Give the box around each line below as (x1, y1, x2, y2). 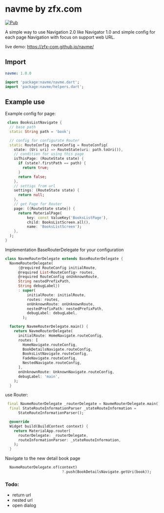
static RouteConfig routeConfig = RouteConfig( (9, 143, 108, 148)
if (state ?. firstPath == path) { (18, 161, 86, 166)
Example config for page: (5, 111, 56, 117)
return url (12, 492, 31, 498)
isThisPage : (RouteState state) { (14, 156, 84, 161)
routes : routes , (26, 297, 60, 302)
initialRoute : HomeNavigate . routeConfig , (18, 333, 104, 338)
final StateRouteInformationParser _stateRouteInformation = (9, 406, 137, 411)
